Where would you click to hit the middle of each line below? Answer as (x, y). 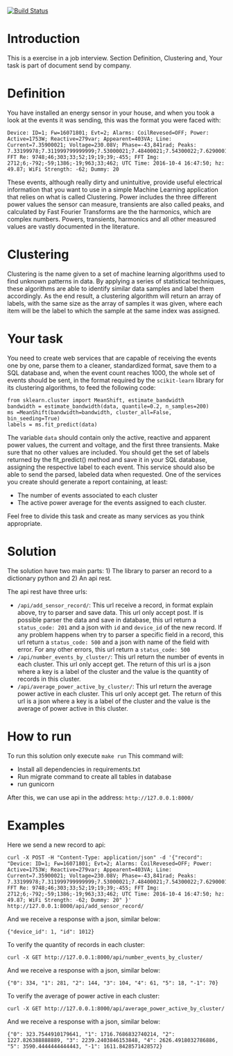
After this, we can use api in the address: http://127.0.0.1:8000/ (101, 797)
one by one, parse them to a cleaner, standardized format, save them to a (112, 365)
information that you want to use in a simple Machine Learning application (113, 189)
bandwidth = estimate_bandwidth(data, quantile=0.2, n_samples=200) (108, 406)
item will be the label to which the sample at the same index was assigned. (114, 311)
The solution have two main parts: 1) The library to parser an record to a (110, 570)
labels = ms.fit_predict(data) (52, 424)
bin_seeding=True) (34, 418)
